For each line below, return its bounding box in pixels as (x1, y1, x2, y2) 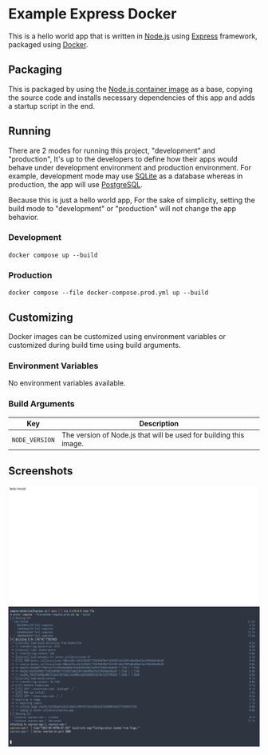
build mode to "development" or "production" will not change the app (8, 203, 237, 213)
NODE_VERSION (11, 436, 55, 444)
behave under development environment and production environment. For (8, 162, 251, 172)
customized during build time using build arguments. (8, 340, 181, 350)
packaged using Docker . (8, 39, 89, 49)
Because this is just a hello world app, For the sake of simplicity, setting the (8, 195, 255, 205)
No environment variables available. (8, 378, 126, 388)
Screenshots (8, 465, 73, 478)
